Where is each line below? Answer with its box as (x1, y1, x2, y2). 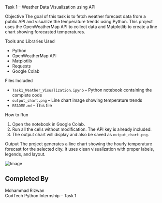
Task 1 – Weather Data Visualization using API (5, 4, 96, 10)
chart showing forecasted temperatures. (5, 29, 86, 34)
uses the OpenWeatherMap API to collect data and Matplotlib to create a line (5, 24, 158, 30)
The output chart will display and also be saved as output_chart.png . (12, 132, 149, 137)
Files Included (5, 78, 33, 83)
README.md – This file (12, 103, 52, 108)
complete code (12, 92, 43, 98)
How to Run (5, 112, 29, 118)
